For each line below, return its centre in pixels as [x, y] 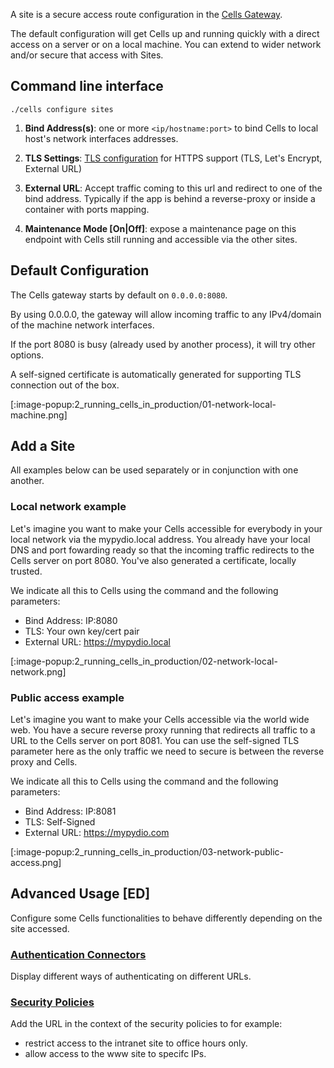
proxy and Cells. [44, 762]
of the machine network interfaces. [82, 325]
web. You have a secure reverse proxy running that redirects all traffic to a [163, 730]
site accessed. [40, 928]
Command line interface [87, 86]
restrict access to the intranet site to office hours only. [136, 1043]
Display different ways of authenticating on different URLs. [131, 976]
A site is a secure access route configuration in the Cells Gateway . [146, 14]
